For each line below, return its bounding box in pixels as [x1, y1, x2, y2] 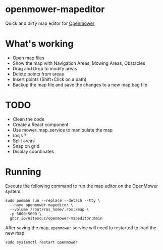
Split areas [12, 138, 35, 144]
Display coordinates [12, 148, 55, 154]
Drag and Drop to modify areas [12, 65, 77, 71]
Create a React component [12, 121, 69, 128]
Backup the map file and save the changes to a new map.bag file [12, 81, 147, 88]
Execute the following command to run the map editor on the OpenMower [5, 183, 158, 189]
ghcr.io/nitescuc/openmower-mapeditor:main [10, 216, 102, 221]
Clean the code [12, 116, 44, 122]
